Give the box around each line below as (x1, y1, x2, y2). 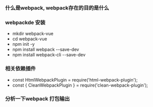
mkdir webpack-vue (12, 31, 54, 37)
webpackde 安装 (5, 19, 46, 26)
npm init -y (12, 41, 35, 47)
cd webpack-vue (12, 36, 47, 42)
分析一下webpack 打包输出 (5, 96, 70, 103)
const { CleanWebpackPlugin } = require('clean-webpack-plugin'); (12, 82, 148, 88)
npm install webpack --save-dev (12, 46, 79, 53)
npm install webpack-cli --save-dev (12, 52, 86, 58)
